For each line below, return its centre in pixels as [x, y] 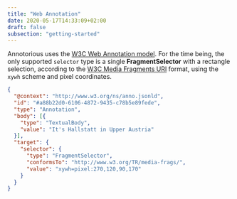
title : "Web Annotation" [44, 14]
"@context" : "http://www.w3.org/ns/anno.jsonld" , [89, 97]
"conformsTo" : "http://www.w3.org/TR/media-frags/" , [106, 162]
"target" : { [32, 143]
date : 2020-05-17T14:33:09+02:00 [57, 21]
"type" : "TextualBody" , [56, 123]
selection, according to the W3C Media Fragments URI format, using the [113, 69]
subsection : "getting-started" [54, 34]
